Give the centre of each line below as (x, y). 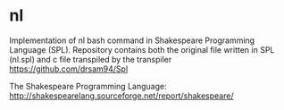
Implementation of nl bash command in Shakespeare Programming (132, 40)
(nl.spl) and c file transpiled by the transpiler (91, 59)
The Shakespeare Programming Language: (88, 86)
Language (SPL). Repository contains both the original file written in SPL (142, 49)
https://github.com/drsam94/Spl (69, 69)
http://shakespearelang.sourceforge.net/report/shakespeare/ (121, 96)
